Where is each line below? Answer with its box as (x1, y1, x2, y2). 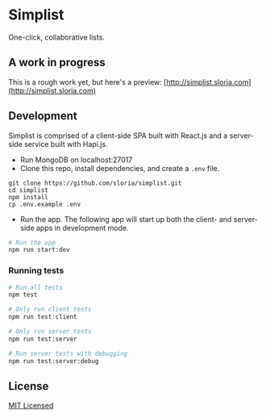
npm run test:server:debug (8, 357, 99, 365)
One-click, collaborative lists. (8, 32, 105, 42)
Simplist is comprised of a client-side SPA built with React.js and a (8, 131, 228, 140)
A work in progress (8, 56, 106, 69)
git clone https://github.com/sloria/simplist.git (8, 179, 182, 187)
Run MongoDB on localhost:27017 (19, 155, 133, 165)
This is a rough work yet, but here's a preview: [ (8, 77, 167, 86)
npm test (8, 291, 38, 299)
